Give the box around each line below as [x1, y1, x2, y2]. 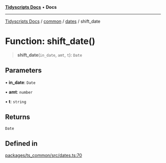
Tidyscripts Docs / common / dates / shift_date [5, 18, 100, 24]
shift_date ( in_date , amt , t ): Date [17, 52, 83, 58]
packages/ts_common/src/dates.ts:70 [5, 153, 83, 159]
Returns [5, 113, 31, 122]
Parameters [5, 66, 42, 75]
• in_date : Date [5, 79, 36, 85]
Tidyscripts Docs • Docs [5, 4, 57, 10]
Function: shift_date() [5, 36, 95, 47]
